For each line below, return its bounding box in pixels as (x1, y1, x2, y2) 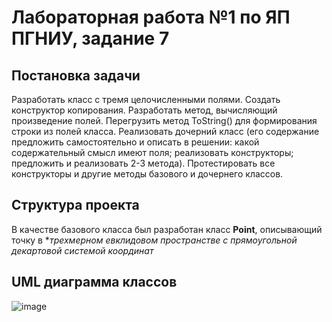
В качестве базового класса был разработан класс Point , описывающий (11, 223, 323, 235)
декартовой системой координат (11, 244, 154, 256)
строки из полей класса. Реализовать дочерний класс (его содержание (11, 126, 320, 137)
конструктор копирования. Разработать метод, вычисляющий (11, 104, 278, 116)
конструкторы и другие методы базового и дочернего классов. (11, 168, 284, 180)
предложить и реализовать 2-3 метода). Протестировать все (11, 157, 276, 169)
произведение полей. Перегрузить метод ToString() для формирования (11, 115, 318, 126)
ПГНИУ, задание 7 (11, 27, 170, 50)
